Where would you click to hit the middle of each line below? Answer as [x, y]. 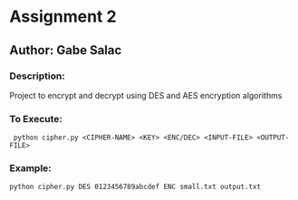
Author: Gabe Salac [66, 50]
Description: [37, 76]
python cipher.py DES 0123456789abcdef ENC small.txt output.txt [135, 187]
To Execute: [36, 119]
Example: [30, 168]
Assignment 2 [63, 17]
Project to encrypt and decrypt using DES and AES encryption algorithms [146, 95]
